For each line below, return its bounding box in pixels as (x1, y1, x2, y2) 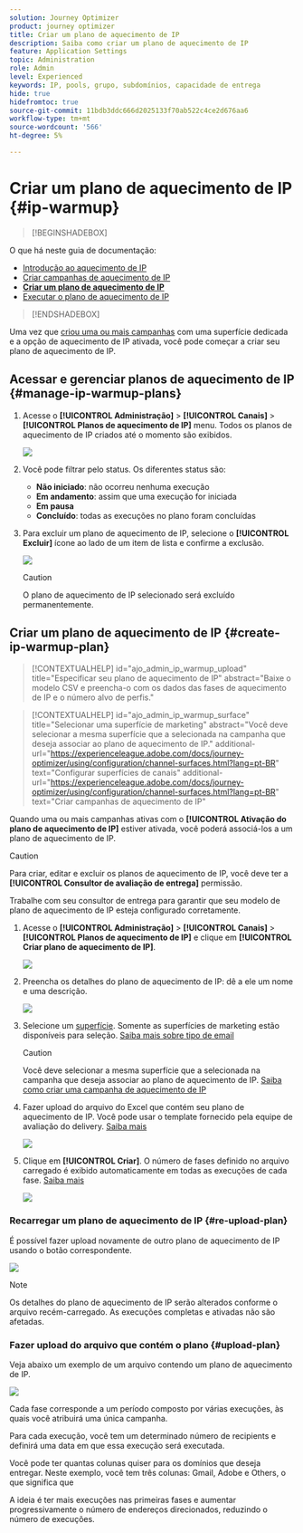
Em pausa (35, 500, 74, 512)
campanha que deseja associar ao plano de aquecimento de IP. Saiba (22, 1075, 282, 1086)
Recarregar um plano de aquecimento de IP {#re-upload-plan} (9, 1214, 289, 1227)
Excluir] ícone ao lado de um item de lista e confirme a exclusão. (22, 537, 265, 548)
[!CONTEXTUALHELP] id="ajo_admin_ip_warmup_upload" (31, 663, 247, 675)
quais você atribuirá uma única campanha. (9, 1413, 168, 1424)
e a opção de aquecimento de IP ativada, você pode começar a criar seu (9, 336, 280, 347)
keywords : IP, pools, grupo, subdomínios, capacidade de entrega (9, 81, 260, 90)
